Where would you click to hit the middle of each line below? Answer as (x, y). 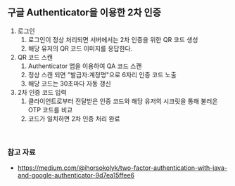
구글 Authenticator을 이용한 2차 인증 (84, 13)
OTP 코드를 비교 (50, 109)
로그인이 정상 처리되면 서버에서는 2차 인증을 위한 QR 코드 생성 (113, 39)
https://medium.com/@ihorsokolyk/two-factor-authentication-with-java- (122, 168)
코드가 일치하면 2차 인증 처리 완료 (74, 119)
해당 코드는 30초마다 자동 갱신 (69, 84)
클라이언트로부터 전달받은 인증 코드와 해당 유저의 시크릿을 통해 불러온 (123, 101)
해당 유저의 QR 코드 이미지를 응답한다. (80, 48)
